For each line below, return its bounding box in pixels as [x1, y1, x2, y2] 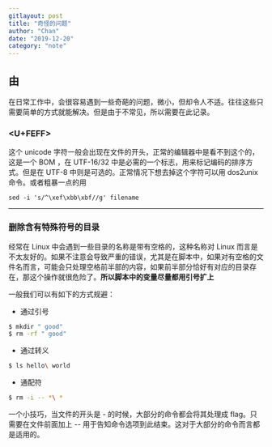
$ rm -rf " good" [8, 330, 67, 338]
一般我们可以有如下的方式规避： [8, 289, 115, 299]
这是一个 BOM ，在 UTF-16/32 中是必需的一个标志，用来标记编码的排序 [8, 157, 247, 167]
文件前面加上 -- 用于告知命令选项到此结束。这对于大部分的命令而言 [29, 419, 253, 429]
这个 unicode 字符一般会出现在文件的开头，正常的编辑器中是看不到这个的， [8, 147, 259, 157]
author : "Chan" [8, 27, 60, 35]
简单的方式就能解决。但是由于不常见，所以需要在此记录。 [22, 107, 215, 117]
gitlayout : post [8, 11, 63, 20]
